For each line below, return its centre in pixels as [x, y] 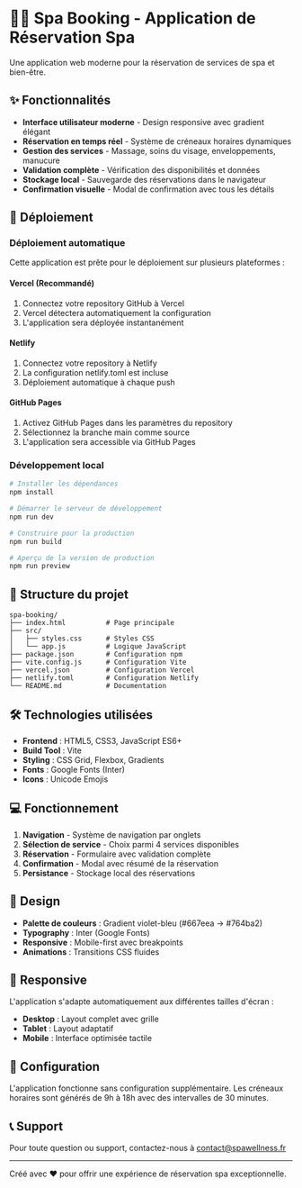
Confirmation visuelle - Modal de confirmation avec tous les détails [148, 189]
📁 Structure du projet [69, 594]
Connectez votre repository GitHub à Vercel [103, 303]
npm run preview [40, 567]
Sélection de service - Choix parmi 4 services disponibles [131, 844]
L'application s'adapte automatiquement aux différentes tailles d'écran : [142, 1002]
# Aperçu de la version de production [82, 558]
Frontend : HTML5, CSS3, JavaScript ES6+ [102, 740]
